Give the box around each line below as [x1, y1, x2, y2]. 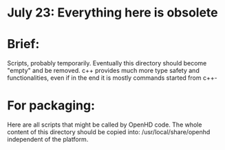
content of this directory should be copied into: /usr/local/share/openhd [7, 128, 211, 136]
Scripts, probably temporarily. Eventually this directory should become [7, 59, 207, 67]
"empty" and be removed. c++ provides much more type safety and [7, 67, 200, 75]
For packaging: [7, 98, 95, 114]
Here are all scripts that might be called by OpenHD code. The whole [7, 120, 202, 129]
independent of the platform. [7, 136, 89, 144]
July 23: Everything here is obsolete [7, 5, 218, 21]
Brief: [7, 36, 40, 52]
